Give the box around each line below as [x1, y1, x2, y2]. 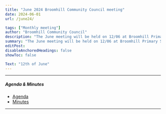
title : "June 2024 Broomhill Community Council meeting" [5, 7, 125, 12]
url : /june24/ [5, 16, 35, 21]
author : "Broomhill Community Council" [5, 30, 87, 35]
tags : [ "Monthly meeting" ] [5, 25, 61, 30]
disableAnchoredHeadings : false [5, 48, 72, 53]
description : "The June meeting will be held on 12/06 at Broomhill [5, 34, 149, 39]
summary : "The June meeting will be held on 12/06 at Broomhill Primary [5, 39, 158, 44]
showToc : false [5, 53, 37, 57]
